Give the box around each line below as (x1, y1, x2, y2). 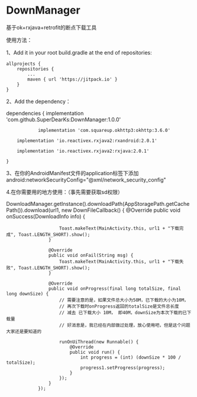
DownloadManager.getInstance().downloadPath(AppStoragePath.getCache (6, 200, 190, 207)
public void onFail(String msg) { (48, 252, 134, 258)
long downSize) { (6, 291, 49, 296)
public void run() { (69, 349, 120, 355)
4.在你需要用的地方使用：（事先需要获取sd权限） (6, 188, 123, 195)
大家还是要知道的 (6, 328, 42, 334)
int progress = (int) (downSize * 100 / (80, 354, 182, 360)
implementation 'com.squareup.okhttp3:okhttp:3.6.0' (37, 127, 170, 133)
